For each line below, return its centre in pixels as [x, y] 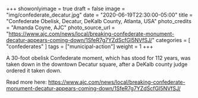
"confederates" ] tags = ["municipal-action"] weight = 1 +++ [80, 46]
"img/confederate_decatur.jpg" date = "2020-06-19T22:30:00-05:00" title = [100, 15]
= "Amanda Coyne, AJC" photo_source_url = [61, 27]
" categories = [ [171, 40]
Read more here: [26, 82]
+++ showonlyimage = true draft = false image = [66, 9]
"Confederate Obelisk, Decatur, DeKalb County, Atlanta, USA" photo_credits [99, 21]
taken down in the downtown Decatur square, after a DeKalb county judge [97, 64]
